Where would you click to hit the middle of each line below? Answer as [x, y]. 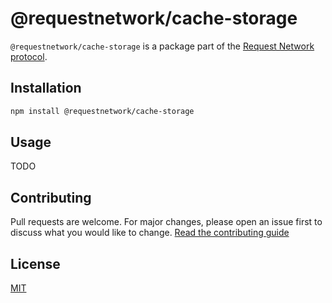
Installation [46, 88]
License [35, 263]
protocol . [29, 56]
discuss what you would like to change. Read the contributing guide [150, 233]
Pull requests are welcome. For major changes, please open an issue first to [166, 222]
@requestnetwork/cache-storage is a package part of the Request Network [162, 46]
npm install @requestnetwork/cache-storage [102, 111]
